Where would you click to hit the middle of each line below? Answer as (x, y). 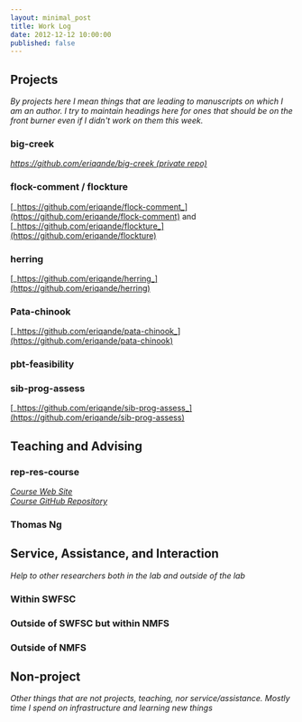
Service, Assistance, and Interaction (114, 553)
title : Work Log (41, 26)
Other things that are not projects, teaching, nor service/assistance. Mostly (151, 699)
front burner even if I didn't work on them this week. (107, 121)
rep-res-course (45, 472)
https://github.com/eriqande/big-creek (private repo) (109, 164)
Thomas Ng (36, 525)
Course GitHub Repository (59, 502)
